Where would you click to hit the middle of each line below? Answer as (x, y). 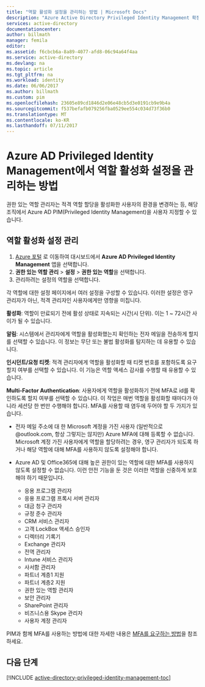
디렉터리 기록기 (42, 537)
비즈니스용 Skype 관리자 (53, 613)
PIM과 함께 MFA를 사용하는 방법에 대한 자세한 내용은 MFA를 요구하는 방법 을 (96, 633)
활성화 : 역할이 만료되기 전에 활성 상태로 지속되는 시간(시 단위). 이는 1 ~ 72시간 (99, 313)
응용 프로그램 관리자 (48, 491)
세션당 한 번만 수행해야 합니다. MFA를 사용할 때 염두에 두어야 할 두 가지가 (104, 406)
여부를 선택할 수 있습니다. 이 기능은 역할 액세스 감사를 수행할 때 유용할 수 (104, 369)
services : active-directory (42, 23)
